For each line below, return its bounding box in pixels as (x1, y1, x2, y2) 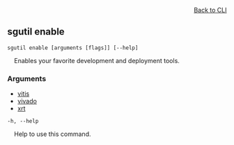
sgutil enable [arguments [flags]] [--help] (7, 44, 139, 51)
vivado (17, 97, 37, 105)
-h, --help (7, 118, 39, 125)
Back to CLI (194, 6, 227, 14)
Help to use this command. (13, 130, 91, 138)
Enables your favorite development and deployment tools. (13, 56, 180, 65)
